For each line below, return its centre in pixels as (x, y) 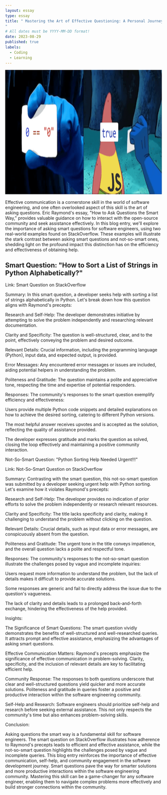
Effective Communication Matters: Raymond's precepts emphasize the (77, 653)
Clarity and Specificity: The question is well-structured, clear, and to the (79, 335)
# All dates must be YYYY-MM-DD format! (48, 32)
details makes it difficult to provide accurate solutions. (60, 579)
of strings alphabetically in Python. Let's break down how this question (78, 300)
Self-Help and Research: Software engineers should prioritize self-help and (82, 705)
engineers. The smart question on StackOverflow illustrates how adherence (83, 740)
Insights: (14, 618)
